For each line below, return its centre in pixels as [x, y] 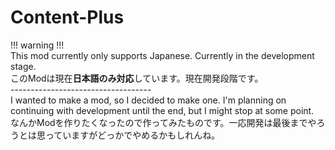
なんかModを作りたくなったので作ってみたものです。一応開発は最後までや [163, 122]
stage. [23, 66]
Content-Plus [67, 17]
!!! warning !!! [37, 45]
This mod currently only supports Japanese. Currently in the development [162, 55]
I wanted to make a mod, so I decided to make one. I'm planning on [148, 100]
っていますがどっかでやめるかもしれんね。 [132, 135]
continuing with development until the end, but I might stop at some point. [162, 110]
